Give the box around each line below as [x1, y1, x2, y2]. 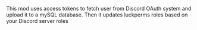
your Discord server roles [6, 18, 68, 24]
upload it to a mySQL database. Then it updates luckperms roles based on [6, 11, 188, 18]
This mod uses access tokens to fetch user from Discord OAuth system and [6, 5, 192, 12]
